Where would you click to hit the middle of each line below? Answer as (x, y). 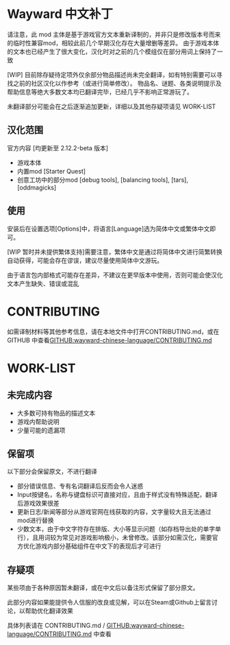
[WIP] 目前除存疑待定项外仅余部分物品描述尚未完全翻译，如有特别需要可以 (112, 74)
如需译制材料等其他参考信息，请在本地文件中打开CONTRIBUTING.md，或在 (113, 331)
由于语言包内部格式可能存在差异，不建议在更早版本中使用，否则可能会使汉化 (115, 274)
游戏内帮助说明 (38, 421)
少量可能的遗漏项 (41, 430)
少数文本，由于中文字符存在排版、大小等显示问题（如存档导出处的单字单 (119, 529)
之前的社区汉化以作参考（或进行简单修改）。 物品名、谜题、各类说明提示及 (117, 83)
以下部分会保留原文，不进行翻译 (52, 471)
